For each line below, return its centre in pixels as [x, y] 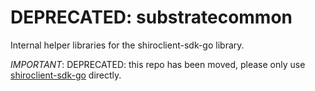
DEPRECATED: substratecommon [151, 17]
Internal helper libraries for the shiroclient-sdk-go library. [127, 45]
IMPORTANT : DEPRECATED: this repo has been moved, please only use [158, 64]
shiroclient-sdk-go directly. [66, 75]
